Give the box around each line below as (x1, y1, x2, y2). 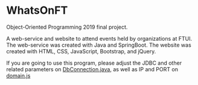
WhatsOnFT (6, 4, 68, 17)
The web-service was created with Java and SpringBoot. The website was (6, 41, 191, 48)
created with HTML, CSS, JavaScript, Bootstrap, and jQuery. (6, 47, 156, 54)
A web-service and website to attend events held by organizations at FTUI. (6, 35, 193, 42)
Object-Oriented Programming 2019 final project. (6, 23, 128, 31)
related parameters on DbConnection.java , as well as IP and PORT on (6, 65, 178, 72)
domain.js (6, 72, 31, 79)
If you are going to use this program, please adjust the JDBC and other (6, 59, 182, 66)
